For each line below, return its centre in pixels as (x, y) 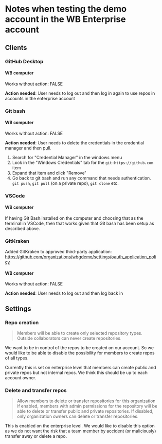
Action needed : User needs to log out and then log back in (64, 293)
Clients (16, 47)
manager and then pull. (28, 148)
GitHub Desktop (24, 61)
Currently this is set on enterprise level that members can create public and (81, 368)
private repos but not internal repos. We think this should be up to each (76, 373)
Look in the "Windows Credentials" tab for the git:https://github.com (83, 162)
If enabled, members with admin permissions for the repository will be (87, 406)
